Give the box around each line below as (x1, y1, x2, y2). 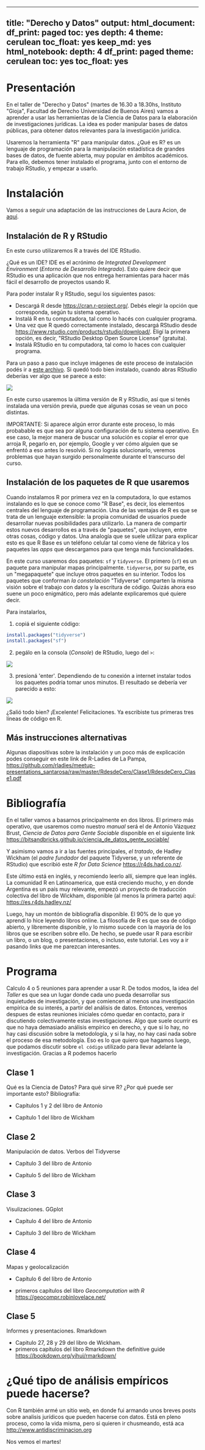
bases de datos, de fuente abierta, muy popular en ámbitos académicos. (6, 152, 189, 159)
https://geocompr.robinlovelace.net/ (15, 1293, 106, 1301)
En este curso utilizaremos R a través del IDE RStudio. (6, 247, 142, 255)
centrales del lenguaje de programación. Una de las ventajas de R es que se (6, 506, 198, 514)
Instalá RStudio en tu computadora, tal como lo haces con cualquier (15, 341, 186, 349)
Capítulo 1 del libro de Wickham (15, 1114, 95, 1121)
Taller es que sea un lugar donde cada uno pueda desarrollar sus (6, 991, 170, 998)
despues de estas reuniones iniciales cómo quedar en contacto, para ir (6, 1011, 185, 1018)
